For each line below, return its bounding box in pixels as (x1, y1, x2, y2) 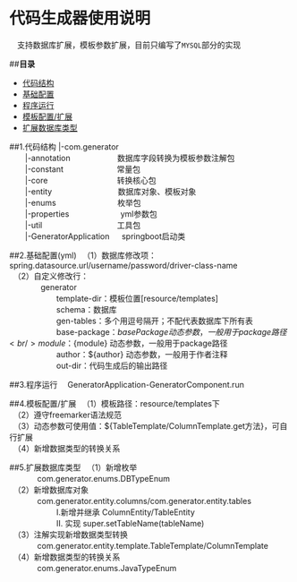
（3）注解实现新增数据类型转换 (16, 529, 128, 540)
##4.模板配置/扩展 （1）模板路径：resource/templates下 (9, 398, 221, 408)
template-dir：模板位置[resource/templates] (55, 293, 219, 304)
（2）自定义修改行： (16, 270, 89, 281)
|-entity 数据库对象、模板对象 (24, 185, 197, 197)
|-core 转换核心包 (24, 175, 157, 185)
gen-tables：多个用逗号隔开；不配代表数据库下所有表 (55, 315, 253, 326)
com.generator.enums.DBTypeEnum (37, 473, 171, 484)
